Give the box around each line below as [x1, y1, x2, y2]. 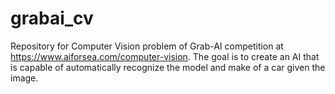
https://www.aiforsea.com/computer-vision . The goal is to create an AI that [10, 50, 320, 62]
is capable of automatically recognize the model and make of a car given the [10, 61, 326, 73]
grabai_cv [10, 7, 94, 30]
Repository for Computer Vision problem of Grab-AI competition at [10, 40, 284, 52]
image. [10, 72, 39, 84]
